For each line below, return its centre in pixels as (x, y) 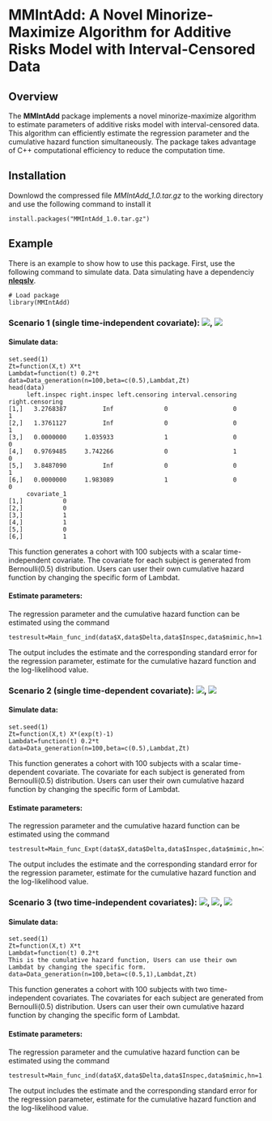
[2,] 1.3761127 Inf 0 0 (123, 423)
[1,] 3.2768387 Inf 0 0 (123, 409)
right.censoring (36, 402)
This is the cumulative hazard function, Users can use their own (123, 961)
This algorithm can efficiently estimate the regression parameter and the (129, 133)
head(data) (27, 387)
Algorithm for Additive (155, 32)
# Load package (34, 295)
